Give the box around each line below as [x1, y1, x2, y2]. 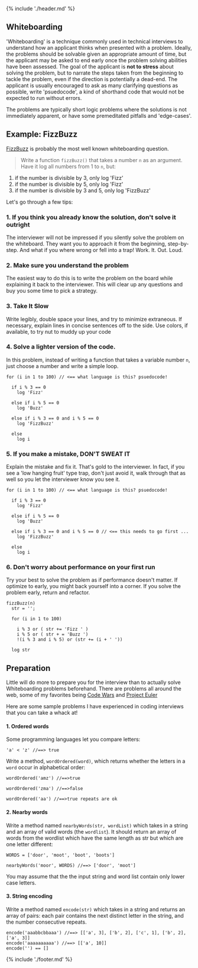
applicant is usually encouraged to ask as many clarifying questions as [6, 82, 178, 89]
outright [6, 220, 30, 228]
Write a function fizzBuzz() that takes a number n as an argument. [20, 156, 183, 163]
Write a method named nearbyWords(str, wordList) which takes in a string [6, 822, 188, 829]
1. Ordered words [6, 722, 49, 730]
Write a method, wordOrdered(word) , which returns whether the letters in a [6, 757, 186, 765]
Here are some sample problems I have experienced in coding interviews [6, 703, 184, 710]
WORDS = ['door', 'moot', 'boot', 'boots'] [6, 852, 115, 858]
